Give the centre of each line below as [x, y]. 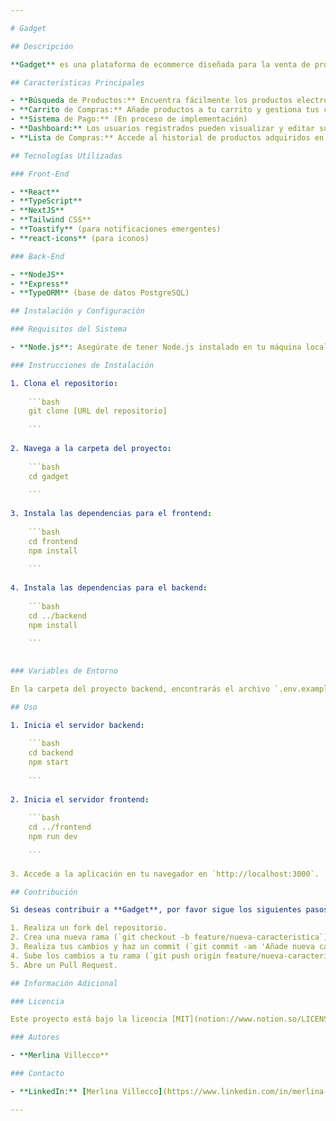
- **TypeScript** [46, 201]
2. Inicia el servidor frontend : [80, 799]
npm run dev [53, 837]
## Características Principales [77, 82]
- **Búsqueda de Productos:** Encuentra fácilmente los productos [151, 101]
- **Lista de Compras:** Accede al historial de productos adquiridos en [167, 137]
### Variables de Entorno [64, 671]
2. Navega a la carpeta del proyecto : [91, 448]
